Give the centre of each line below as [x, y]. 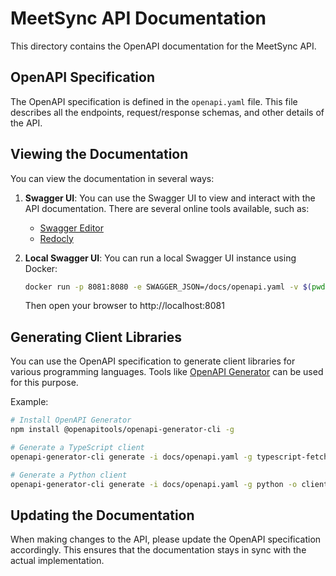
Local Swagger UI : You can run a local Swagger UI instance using [160, 258]
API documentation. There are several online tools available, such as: [167, 208]
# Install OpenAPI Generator [71, 420]
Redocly [56, 238]
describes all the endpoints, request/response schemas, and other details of [167, 112]
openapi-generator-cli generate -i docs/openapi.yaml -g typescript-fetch [169, 457]
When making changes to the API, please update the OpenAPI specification [166, 539]
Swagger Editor [71, 228]
